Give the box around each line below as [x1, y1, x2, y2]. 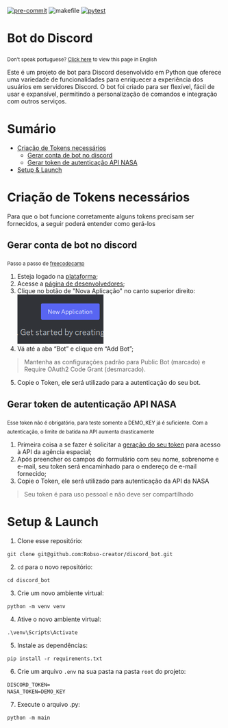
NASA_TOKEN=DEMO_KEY [7, 688, 66, 695]
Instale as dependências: [16, 641, 88, 649]
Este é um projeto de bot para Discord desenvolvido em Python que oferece [7, 68, 222, 76]
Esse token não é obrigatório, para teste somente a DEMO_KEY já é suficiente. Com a [7, 419, 208, 426]
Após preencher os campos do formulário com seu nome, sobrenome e [16, 455, 219, 463]
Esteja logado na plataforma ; [16, 273, 98, 281]
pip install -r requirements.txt [7, 655, 103, 662]
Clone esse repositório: [16, 536, 84, 544]
